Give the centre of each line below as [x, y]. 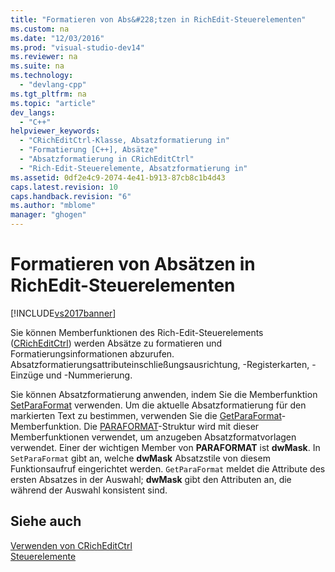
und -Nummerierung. [89, 375]
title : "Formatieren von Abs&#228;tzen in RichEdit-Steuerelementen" [158, 19]
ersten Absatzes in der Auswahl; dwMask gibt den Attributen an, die [151, 479]
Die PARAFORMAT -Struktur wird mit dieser [171, 426]
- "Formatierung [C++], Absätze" [89, 150]
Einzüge [27, 375]
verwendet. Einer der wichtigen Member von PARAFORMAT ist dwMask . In [165, 447]
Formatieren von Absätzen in [133, 264]
